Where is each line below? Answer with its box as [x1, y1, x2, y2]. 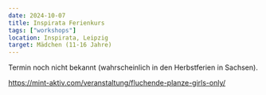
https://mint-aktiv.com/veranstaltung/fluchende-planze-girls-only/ [8, 78, 226, 88]
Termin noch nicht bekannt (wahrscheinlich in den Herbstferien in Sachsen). [8, 63, 259, 72]
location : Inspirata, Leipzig [8, 33, 109, 42]
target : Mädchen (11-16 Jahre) [8, 41, 112, 49]
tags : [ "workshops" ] [8, 26, 77, 34]
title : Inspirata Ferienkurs [8, 19, 105, 27]
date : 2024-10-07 [8, 11, 66, 20]
